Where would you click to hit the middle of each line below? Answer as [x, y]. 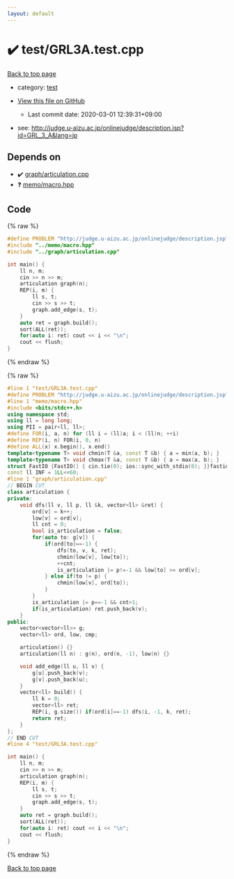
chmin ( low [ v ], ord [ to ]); [93, 583]
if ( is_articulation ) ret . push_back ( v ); [90, 609]
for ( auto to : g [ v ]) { [64, 538]
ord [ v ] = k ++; [53, 511]
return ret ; [50, 718]
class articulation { [39, 493]
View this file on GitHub [51, 100]
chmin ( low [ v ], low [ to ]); [93, 557]
